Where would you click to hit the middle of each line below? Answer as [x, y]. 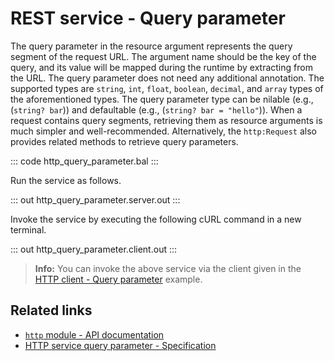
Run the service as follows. [66, 180]
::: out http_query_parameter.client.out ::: [94, 249]
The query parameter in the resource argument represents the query [151, 46]
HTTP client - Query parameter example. [118, 279]
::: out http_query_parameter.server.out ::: [95, 199]
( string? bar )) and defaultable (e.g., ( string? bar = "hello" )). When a [156, 109]
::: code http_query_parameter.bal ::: [84, 161]
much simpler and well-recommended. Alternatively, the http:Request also [163, 131]
